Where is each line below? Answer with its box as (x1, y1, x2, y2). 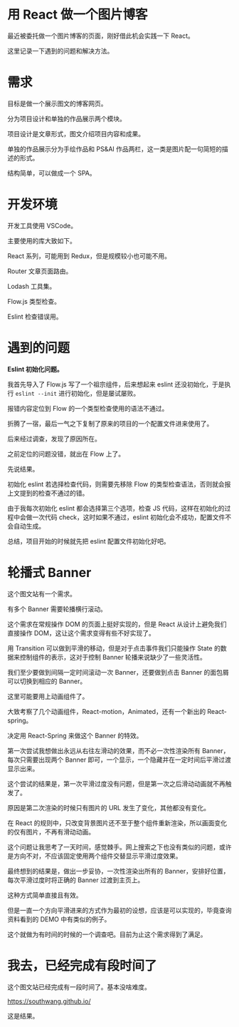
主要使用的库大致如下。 (7, 236, 76, 245)
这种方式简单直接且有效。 (7, 891, 83, 899)
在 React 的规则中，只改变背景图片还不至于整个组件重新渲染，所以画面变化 (7, 818, 228, 827)
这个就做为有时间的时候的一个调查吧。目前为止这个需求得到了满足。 (7, 930, 207, 939)
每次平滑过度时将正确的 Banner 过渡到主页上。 (7, 875, 144, 884)
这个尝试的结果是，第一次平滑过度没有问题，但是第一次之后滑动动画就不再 (7, 779, 225, 788)
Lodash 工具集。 (7, 282, 56, 290)
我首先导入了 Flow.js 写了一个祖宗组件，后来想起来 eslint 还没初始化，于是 (7, 379, 225, 389)
